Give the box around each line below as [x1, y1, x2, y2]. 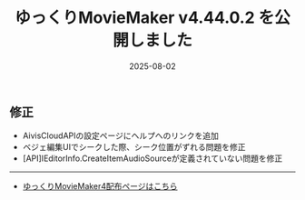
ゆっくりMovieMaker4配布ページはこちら [22, 181, 179, 192]
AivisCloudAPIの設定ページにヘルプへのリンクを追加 [22, 130, 220, 141]
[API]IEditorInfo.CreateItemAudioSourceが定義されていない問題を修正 [22, 153, 283, 164]
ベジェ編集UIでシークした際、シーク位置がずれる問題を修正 [22, 142, 246, 153]
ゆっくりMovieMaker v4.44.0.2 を [15, 7, 275, 28]
